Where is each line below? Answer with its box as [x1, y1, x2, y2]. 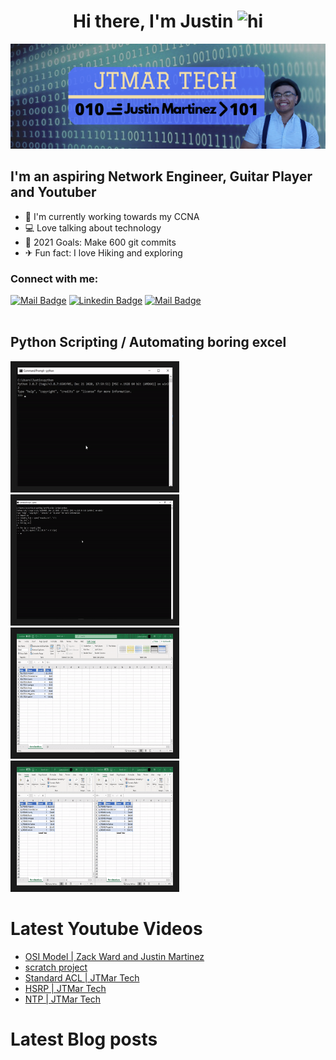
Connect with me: [10, 271, 99, 285]
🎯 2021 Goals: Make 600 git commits [24, 236, 177, 248]
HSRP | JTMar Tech [24, 982, 107, 994]
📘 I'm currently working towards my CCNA [24, 210, 200, 222]
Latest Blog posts [10, 1028, 158, 1050]
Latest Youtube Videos [10, 918, 203, 940]
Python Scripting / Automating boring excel [10, 334, 287, 351]
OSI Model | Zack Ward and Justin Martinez [24, 950, 205, 962]
